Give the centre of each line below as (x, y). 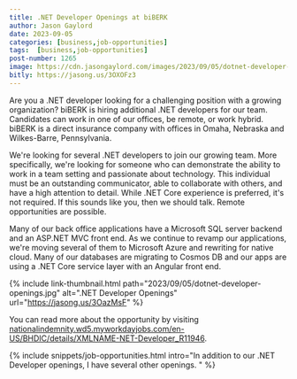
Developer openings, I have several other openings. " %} (113, 365)
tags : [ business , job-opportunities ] (79, 50)
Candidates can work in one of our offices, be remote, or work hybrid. (136, 119)
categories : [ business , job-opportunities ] (88, 42)
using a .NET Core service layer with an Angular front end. (115, 266)
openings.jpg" (35, 292)
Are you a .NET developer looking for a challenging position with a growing (145, 100)
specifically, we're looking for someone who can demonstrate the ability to (145, 164)
